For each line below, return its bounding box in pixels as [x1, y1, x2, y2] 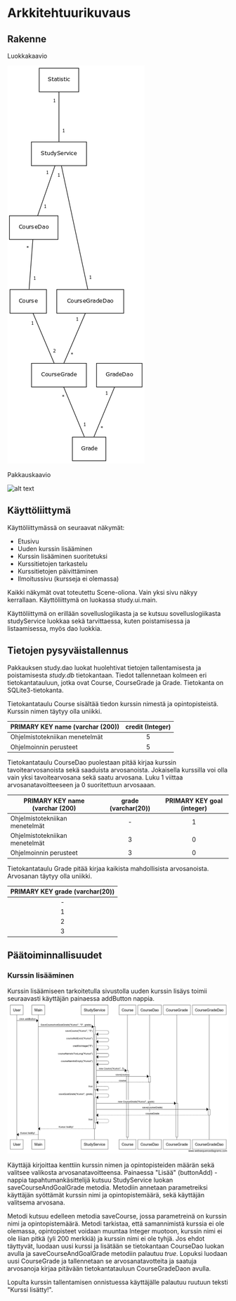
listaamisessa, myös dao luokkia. [7, 624, 103, 632]
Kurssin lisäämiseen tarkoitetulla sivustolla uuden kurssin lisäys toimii [7, 987, 207, 995]
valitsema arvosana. [7, 1198, 65, 1207]
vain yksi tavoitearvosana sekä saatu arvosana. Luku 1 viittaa [7, 773, 183, 782]
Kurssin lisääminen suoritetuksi [17, 552, 107, 560]
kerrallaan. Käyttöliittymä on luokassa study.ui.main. [7, 596, 158, 604]
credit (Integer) [125, 722, 171, 731]
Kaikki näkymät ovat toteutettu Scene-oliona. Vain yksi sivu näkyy [7, 588, 198, 596]
